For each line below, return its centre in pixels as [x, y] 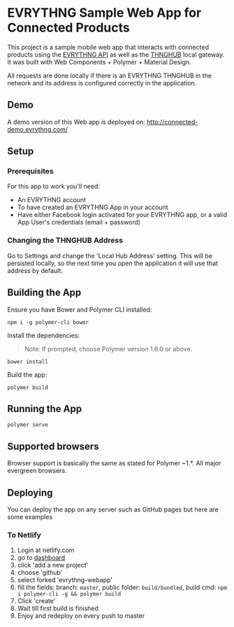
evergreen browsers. [37, 471]
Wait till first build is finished [58, 608]
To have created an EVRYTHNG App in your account [93, 207]
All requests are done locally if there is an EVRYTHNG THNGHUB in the [109, 76]
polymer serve [28, 425]
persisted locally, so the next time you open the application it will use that [113, 263]
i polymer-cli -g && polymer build [69, 594]
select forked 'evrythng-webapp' [65, 580]
